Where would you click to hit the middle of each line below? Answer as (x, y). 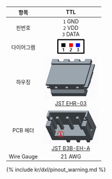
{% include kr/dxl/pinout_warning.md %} (56, 170)
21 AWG (71, 156)
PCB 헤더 (23, 130)
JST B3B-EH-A (71, 148)
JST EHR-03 (71, 104)
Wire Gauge (23, 156)
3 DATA (71, 34)
